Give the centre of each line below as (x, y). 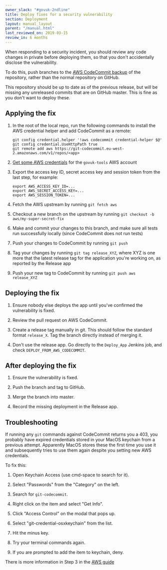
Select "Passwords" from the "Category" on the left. (66, 485)
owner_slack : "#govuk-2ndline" (38, 10)
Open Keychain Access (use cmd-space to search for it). (71, 475)
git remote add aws (33, 148)
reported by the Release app (42, 263)
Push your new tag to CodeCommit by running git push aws (74, 273)
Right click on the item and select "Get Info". (58, 504)
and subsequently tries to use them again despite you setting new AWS (79, 450)
